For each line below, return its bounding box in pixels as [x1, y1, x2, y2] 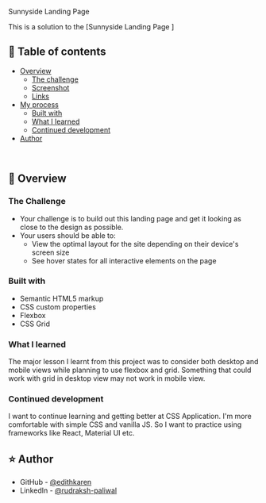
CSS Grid [19, 319, 50, 328]
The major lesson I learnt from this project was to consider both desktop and [8, 357, 259, 367]
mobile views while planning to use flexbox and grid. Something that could [8, 365, 252, 375]
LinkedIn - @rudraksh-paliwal [19, 486, 118, 495]
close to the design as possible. [19, 222, 124, 232]
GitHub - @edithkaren [19, 478, 92, 487]
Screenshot [31, 83, 70, 92]
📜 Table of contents [8, 45, 106, 59]
